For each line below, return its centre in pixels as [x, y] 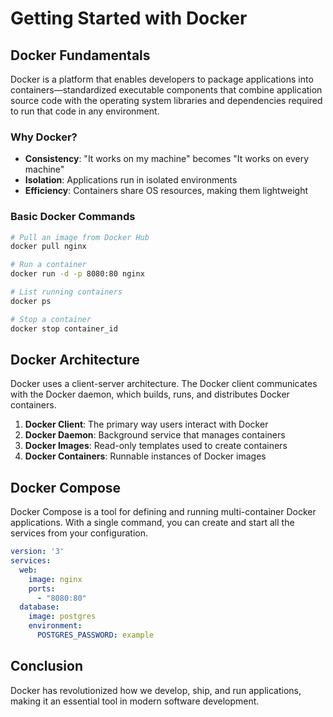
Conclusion [47, 666]
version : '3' [37, 552]
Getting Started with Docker [129, 18]
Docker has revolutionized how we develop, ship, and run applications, [156, 690]
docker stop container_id [64, 328]
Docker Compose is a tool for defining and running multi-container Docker [163, 512]
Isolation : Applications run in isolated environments [131, 180]
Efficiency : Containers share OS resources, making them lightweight [166, 191]
